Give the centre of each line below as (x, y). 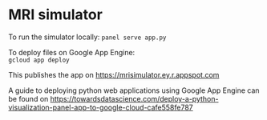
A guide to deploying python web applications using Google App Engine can (134, 90)
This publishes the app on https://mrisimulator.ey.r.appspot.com (114, 74)
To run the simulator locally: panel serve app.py (87, 37)
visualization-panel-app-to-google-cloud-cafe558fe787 (101, 107)
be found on (28, 98)
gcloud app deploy (39, 60)
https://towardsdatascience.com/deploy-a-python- (134, 98)
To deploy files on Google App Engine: (72, 52)
